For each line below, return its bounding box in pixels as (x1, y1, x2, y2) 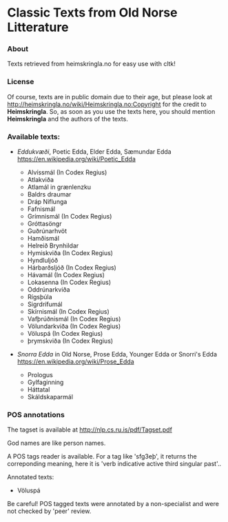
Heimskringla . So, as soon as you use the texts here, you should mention (7, 107, 216, 115)
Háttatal (27, 385, 50, 394)
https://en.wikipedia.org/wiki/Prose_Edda (17, 357, 134, 366)
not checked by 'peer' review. (7, 507, 92, 515)
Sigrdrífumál (27, 300, 63, 308)
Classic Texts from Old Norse (7, 5, 178, 21)
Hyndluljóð (27, 257, 59, 265)
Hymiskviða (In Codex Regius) (27, 249, 114, 257)
